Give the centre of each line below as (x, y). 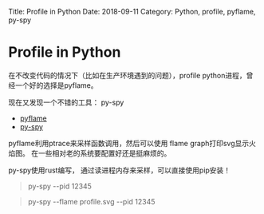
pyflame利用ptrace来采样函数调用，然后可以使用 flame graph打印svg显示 (129, 143)
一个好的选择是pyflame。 (56, 85)
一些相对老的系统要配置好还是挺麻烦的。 (104, 153)
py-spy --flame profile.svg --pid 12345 (91, 201)
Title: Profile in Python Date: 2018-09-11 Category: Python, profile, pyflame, (132, 12)
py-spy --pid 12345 (59, 186)
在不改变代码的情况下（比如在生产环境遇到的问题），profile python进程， (127, 75)
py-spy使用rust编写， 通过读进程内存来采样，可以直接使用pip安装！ (120, 170)
